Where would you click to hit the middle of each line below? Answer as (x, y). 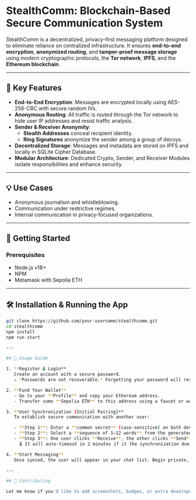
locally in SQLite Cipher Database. (55, 152)
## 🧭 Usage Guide (27, 358)
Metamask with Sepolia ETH (48, 280)
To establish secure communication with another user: (82, 417)
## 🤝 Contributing (28, 481)
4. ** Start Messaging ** (35, 454)
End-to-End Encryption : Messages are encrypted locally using (90, 102)
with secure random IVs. (68, 108)
